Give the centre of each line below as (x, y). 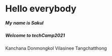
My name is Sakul (25, 22)
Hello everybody (41, 9)
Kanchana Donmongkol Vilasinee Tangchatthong (56, 48)
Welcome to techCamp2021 (35, 35)
